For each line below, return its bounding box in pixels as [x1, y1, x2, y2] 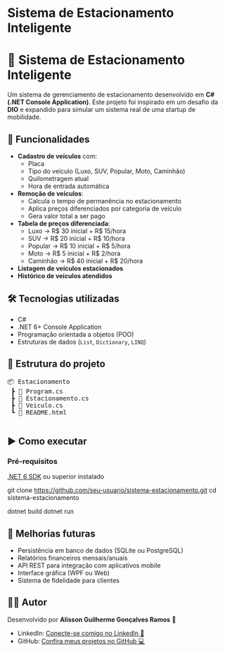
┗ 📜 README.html [11, 408, 67, 416]
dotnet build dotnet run [7, 507, 74, 515]
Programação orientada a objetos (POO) [17, 330, 134, 339]
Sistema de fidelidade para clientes [17, 576, 120, 585]
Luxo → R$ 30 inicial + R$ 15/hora [27, 227, 127, 235]
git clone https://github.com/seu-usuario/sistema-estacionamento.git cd [7, 486, 217, 494]
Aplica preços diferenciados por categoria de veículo [27, 204, 182, 213]
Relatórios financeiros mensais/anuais [17, 554, 128, 563]
